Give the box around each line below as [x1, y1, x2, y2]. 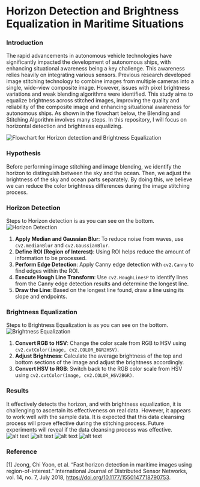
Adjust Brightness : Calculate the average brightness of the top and [14, 352, 182, 359]
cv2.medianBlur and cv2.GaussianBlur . [14, 242, 110, 249]
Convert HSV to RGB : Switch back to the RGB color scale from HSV [14, 365, 183, 373]
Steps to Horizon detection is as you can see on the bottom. [6, 217, 155, 225]
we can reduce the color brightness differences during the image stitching [6, 182, 190, 189]
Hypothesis [6, 149, 41, 158]
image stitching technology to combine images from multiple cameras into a [6, 78, 194, 85]
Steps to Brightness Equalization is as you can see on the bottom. [6, 321, 169, 329]
